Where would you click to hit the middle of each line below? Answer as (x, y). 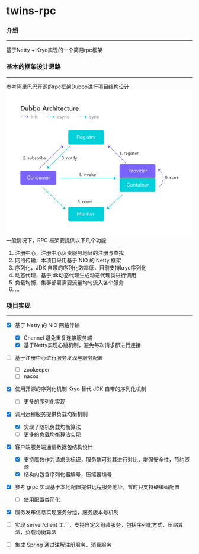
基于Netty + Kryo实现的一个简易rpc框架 (54, 50)
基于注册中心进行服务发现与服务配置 (59, 358)
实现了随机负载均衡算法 (52, 427)
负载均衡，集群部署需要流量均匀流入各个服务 (69, 282)
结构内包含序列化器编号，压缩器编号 (68, 474)
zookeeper (37, 370)
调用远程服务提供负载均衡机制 (51, 414)
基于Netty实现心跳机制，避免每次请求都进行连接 (82, 345)
